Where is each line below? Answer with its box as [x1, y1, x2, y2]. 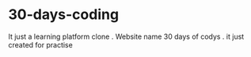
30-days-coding [8, 6, 120, 24]
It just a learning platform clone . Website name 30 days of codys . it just [8, 32, 245, 41]
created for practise [8, 40, 73, 49]
